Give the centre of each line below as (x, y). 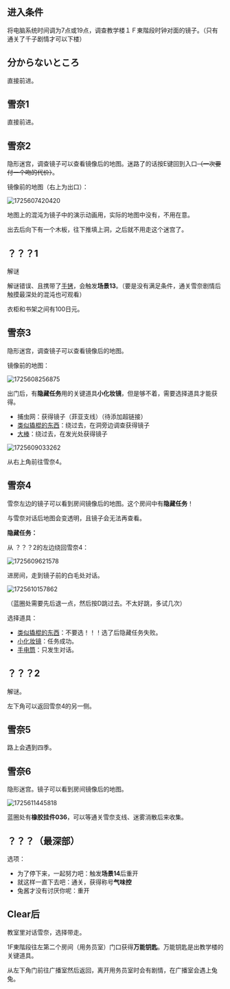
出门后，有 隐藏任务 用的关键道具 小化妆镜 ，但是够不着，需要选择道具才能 (109, 393)
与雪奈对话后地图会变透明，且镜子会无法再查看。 (76, 518)
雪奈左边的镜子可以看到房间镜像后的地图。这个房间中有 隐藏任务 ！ (100, 503)
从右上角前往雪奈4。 (36, 461)
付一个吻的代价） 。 (33, 172)
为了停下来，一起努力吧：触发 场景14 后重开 (78, 873)
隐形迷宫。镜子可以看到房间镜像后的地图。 (67, 789)
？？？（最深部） (43, 841)
